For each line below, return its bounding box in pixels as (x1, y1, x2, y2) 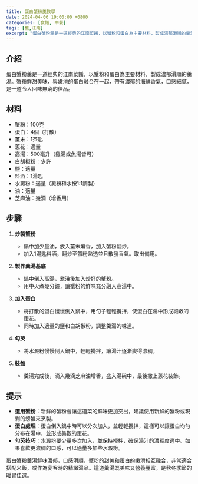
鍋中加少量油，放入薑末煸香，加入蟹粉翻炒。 (23, 243, 133, 250)
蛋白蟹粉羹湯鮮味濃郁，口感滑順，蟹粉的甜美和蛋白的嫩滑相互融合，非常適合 (6, 457, 192, 464)
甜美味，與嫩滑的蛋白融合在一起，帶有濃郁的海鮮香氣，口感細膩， (31, 78, 192, 85)
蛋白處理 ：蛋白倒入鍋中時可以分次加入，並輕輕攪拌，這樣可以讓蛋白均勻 (14, 422, 190, 430)
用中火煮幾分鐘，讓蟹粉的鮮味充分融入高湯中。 (23, 282, 137, 289)
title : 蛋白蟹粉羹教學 (6, 8, 56, 15)
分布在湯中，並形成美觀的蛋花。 (14, 430, 93, 437)
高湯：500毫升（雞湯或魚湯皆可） (14, 150, 97, 157)
